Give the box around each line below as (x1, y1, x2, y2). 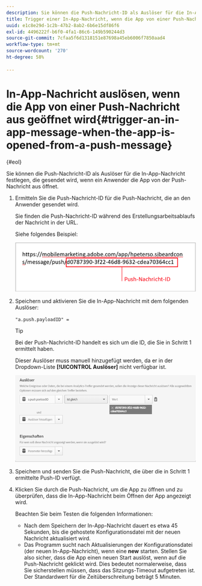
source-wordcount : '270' (6, 48, 69, 54)
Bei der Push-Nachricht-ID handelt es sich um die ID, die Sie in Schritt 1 (14, 339, 192, 346)
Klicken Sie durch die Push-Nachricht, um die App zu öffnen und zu (14, 486, 183, 493)
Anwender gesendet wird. (14, 200, 79, 208)
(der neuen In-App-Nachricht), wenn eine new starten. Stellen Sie (23, 547, 188, 555)
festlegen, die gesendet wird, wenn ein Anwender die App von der (6, 176, 170, 184)
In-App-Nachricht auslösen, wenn (6, 87, 180, 100)
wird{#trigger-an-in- (73, 113, 180, 126)
